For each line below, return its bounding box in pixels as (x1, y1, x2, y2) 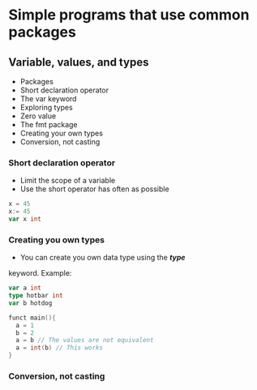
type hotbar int (8, 292, 63, 300)
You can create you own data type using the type (19, 253, 186, 263)
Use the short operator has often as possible (19, 184, 169, 194)
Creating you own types (8, 234, 105, 245)
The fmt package (19, 120, 79, 129)
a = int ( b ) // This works (15, 344, 104, 352)
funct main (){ (8, 314, 57, 322)
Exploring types (19, 103, 73, 112)
